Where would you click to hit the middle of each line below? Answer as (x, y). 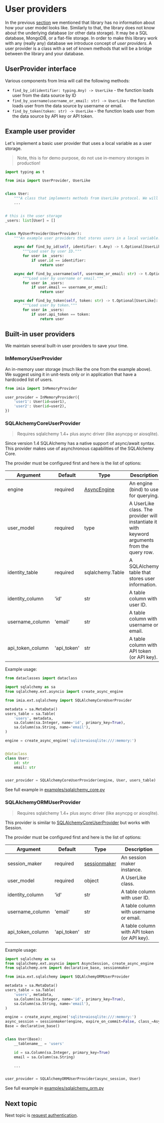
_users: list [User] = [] (30, 221)
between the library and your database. (45, 53)
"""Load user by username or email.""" (63, 278)
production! (29, 163)
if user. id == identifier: (59, 261)
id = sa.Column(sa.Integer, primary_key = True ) (62, 1052)
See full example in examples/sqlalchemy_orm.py (54, 1088)
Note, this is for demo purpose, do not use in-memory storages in (83, 158)
